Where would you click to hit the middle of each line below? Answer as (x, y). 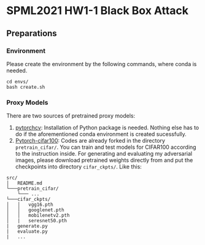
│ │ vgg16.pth (30, 205)
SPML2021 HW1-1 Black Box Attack (98, 11)
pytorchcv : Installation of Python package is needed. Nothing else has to (107, 128)
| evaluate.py (27, 232)
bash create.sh (26, 87)
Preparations (32, 33)
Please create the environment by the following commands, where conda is (102, 64)
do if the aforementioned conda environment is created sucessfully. (101, 134)
